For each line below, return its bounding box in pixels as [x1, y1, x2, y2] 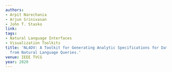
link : [5, 26, 17, 31]
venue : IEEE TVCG [5, 54, 42, 60]
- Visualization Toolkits [5, 41, 60, 46]
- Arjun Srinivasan [5, 17, 47, 22]
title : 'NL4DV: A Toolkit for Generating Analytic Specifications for [5, 45, 159, 50]
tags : [5, 31, 17, 36]
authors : [5, 7, 24, 13]
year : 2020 [5, 59, 29, 64]
